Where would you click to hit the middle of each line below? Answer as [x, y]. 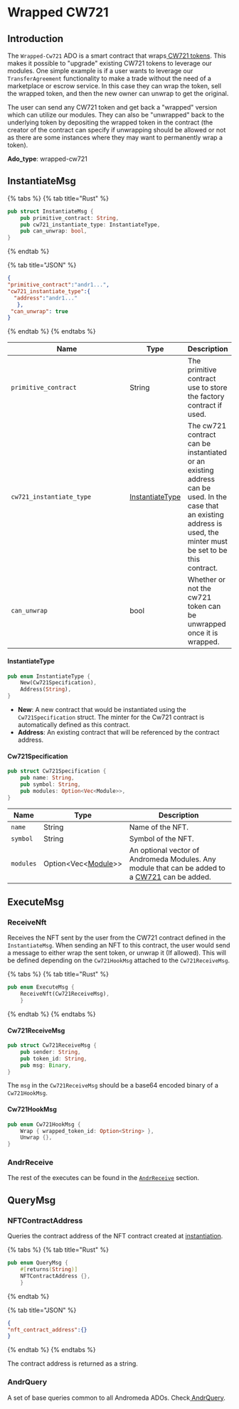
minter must [207, 541]
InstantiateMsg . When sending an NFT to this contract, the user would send [119, 945]
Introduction [36, 39]
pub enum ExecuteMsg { [41, 987]
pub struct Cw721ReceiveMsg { [52, 1046]
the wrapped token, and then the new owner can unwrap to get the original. [118, 94]
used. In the [207, 497]
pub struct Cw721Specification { [57, 771]
